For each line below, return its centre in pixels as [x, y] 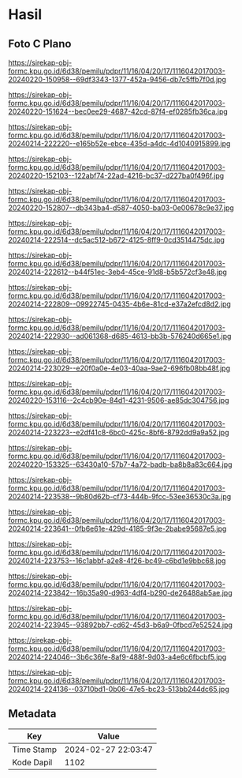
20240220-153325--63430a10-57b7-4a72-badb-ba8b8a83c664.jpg [120, 464]
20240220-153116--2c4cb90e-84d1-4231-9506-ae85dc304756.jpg [119, 400]
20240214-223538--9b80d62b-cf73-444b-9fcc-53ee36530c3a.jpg [120, 496]
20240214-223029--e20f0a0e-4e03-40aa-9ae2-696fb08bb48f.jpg [119, 368]
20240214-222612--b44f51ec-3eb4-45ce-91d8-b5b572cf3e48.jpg [117, 272]
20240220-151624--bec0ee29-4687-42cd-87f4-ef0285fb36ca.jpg [118, 111]
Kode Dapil [32, 762]
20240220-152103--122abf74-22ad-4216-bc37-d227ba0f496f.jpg [116, 176]
